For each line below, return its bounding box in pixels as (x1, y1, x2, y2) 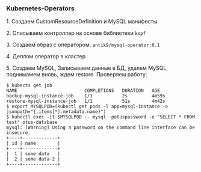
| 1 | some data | (6, 151, 61, 157)
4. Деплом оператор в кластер (6, 53, 86, 60)
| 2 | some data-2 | (6, 156, 61, 162)
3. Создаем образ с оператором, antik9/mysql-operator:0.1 (6, 41, 160, 49)
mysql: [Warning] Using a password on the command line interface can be (6, 124, 196, 131)
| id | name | (6, 140, 61, 147)
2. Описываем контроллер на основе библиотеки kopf (6, 29, 146, 37)
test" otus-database (6, 119, 58, 126)
